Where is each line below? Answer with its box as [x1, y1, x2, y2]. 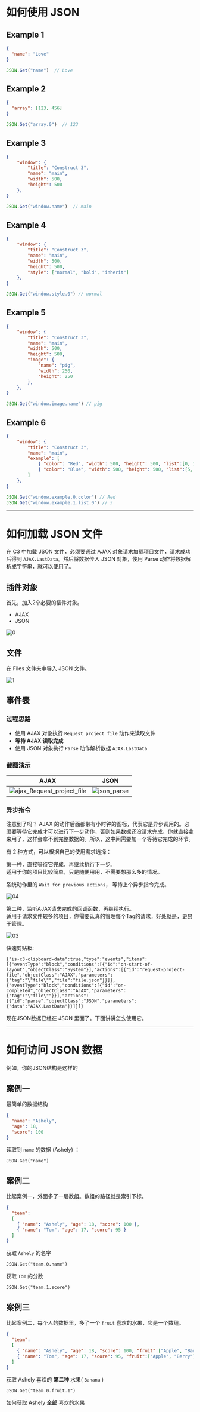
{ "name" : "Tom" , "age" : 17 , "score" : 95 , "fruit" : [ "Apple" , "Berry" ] [17, 1353, 196, 1359]
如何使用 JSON [6, 5, 80, 19]
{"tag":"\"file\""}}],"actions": [6, 993, 89, 999]
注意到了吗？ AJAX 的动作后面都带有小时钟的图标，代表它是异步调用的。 [6, 821, 185, 828]
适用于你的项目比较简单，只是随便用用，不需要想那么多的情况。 [6, 868, 162, 876]
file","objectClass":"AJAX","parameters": [6, 972, 113, 978]
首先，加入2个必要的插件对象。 [6, 599, 83, 606]
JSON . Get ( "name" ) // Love [6, 67, 73, 73]
